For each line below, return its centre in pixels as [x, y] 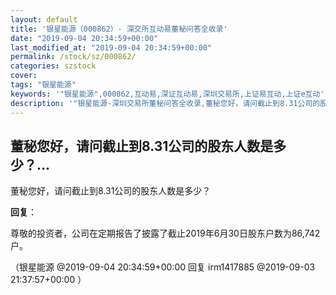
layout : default [44, 19]
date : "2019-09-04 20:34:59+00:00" [84, 38]
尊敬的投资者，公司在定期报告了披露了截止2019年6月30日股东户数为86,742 [165, 233]
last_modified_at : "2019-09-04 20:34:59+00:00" [111, 47]
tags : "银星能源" [43, 85]
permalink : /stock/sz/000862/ [73, 57]
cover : [24, 76]
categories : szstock [53, 66]
